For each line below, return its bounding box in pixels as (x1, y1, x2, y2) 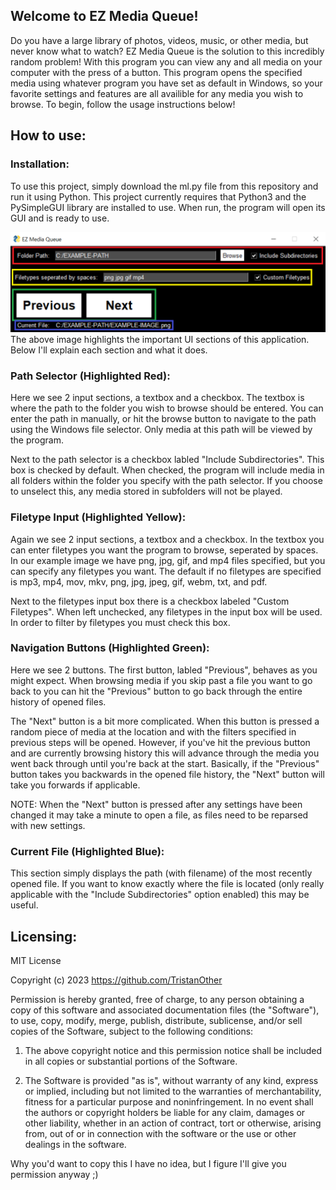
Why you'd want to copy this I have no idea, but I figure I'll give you (10, 1157, 287, 1169)
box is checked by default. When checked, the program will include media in (10, 464, 325, 476)
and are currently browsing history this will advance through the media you (10, 747, 320, 759)
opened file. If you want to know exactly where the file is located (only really (10, 878, 325, 890)
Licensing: (10, 928, 78, 945)
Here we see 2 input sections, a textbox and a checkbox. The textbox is (10, 392, 305, 404)
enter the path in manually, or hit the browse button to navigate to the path (10, 413, 317, 425)
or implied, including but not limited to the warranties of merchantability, (24, 1085, 322, 1097)
